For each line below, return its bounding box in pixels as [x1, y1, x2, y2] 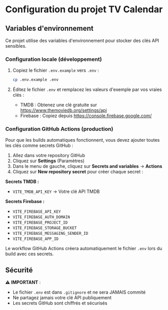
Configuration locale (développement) [5, 55, 102, 62]
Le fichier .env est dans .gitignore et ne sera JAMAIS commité [12, 289, 146, 295]
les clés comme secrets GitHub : [5, 142, 73, 149]
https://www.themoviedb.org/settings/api [20, 107, 107, 114]
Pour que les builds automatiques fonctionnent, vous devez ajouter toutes [5, 137, 160, 143]
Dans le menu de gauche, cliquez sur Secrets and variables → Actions [12, 163, 162, 169]
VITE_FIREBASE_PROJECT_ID [12, 220, 68, 226]
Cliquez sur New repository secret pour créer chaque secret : [12, 169, 144, 175]
